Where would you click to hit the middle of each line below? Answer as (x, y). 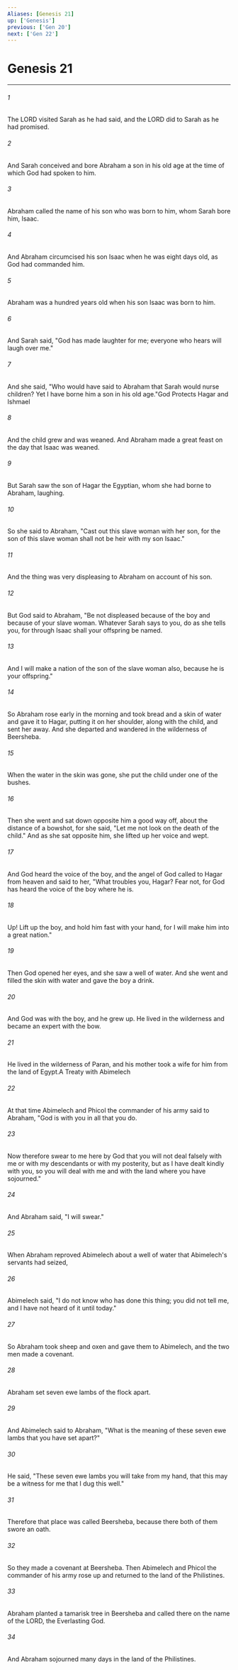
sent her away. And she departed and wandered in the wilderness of (107, 729)
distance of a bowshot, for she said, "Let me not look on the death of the (113, 828)
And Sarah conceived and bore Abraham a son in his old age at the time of (116, 165)
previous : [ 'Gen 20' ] (39, 27)
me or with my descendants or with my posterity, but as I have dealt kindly (116, 1163)
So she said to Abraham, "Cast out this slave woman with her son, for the (114, 531)
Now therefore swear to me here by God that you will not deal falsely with (114, 1156)
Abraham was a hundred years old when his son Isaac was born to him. (112, 303)
